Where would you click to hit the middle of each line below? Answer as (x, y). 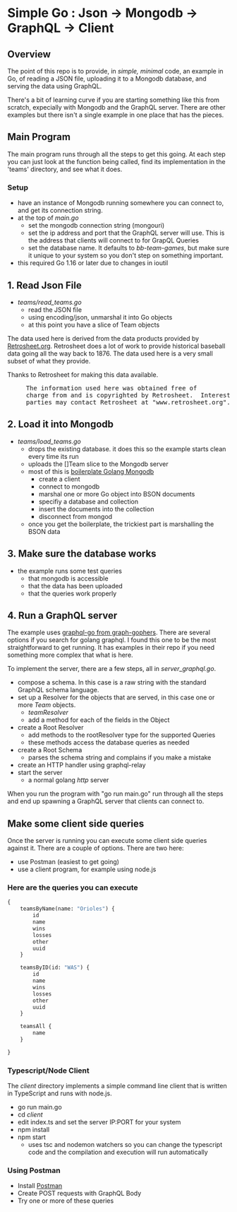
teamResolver (48, 713)
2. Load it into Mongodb (61, 425)
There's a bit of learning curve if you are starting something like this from (114, 100)
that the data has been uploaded (75, 585)
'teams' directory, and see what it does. (65, 169)
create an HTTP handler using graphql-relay (81, 765)
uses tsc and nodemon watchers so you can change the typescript (125, 1145)
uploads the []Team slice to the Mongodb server (98, 464)
